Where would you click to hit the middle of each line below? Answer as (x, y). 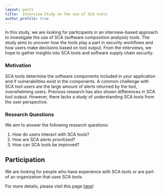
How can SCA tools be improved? (45, 145)
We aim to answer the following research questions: (57, 125)
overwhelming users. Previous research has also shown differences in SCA (80, 91)
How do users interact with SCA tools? (51, 134)
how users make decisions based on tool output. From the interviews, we (78, 48)
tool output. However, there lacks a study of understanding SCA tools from (80, 97)
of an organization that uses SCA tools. (44, 177)
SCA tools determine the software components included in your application (80, 76)
